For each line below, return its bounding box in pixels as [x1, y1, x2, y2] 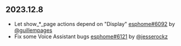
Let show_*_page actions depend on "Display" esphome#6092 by [14, 20, 176, 27]
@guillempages [14, 27, 53, 34]
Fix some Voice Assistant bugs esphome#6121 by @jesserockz [14, 32, 168, 40]
